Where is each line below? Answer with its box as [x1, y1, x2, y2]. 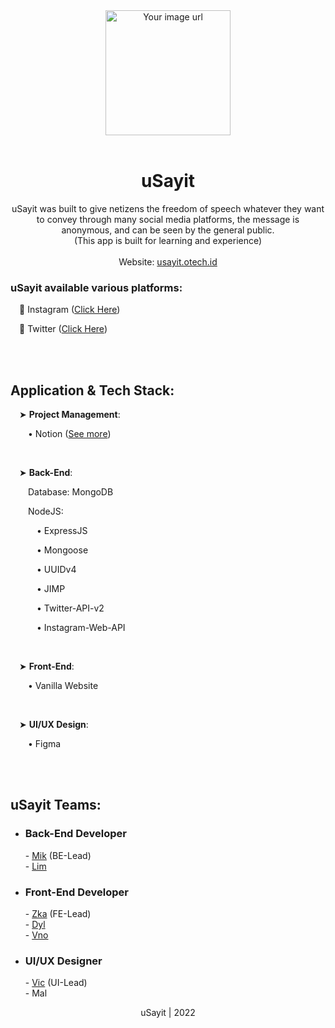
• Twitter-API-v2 [36, 602, 105, 614]
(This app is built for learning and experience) [73, 234, 263, 246]
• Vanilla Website [28, 680, 99, 692]
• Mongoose [36, 544, 89, 556]
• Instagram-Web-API [36, 622, 126, 634]
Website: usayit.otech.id [118, 255, 218, 268]
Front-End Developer [24, 885, 129, 899]
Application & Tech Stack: [10, 382, 175, 399]
